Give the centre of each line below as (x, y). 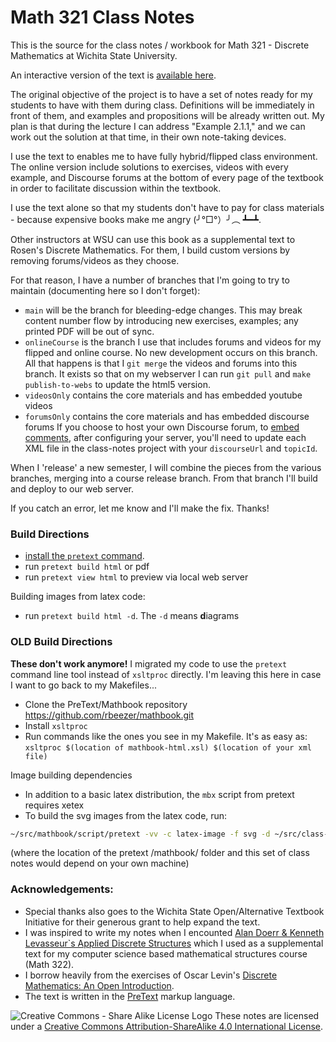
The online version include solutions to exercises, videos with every (149, 167)
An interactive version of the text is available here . (113, 75)
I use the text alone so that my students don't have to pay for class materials (167, 207)
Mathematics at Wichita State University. (94, 55)
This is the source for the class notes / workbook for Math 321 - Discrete (160, 45)
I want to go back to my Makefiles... (83, 685)
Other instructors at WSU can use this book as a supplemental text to (153, 239)
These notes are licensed (267, 1015)
